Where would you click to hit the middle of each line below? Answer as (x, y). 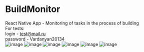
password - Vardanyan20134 (35, 39)
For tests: (15, 28)
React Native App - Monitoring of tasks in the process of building (72, 23)
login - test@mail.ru (25, 33)
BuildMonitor (33, 9)
